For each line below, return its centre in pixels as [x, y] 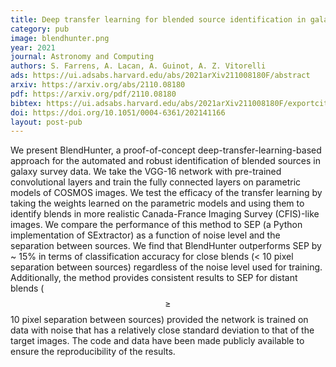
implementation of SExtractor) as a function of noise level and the [145, 235]
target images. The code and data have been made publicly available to [157, 341]
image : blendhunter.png [60, 38]
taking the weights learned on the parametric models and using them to [157, 203]
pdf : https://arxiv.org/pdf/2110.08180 [93, 94]
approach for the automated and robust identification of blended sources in [165, 161]
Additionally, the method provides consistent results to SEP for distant [154, 278]
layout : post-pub [46, 122]
